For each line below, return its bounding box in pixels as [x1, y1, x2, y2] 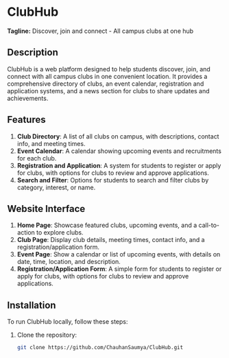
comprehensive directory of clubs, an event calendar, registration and [7, 80, 204, 88]
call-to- [198, 221, 219, 230]
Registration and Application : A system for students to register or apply [16, 161, 221, 169]
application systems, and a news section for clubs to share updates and [7, 86, 210, 95]
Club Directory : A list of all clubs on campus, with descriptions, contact [16, 132, 219, 141]
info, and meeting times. [16, 139, 86, 147]
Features [7, 114, 46, 126]
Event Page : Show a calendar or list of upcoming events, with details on [16, 250, 221, 259]
